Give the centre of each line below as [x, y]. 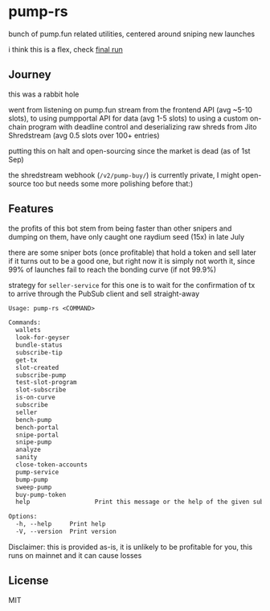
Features [31, 209]
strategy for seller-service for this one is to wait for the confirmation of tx [132, 285]
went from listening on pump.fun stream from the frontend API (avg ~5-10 [131, 109]
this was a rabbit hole [44, 94]
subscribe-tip [39, 352]
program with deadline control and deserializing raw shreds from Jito [142, 126]
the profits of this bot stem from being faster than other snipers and [120, 228]
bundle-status [39, 345]
